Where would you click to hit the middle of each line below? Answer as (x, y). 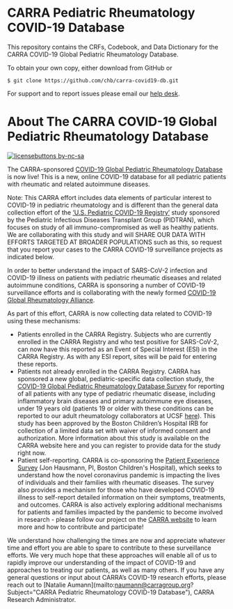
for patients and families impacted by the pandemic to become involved (120, 512)
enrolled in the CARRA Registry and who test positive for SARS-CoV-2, (118, 341)
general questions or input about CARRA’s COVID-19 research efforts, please (117, 577)
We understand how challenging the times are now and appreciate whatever (116, 540)
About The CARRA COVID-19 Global (112, 122)
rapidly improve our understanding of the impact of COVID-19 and (102, 562)
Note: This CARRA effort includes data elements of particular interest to (110, 197)
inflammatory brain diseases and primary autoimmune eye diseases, (115, 401)
